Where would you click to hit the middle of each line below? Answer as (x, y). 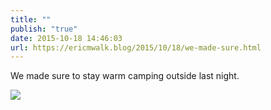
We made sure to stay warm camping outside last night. (125, 76)
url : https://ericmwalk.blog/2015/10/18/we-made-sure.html (136, 47)
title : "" (31, 19)
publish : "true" (44, 29)
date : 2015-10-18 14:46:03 (66, 38)
